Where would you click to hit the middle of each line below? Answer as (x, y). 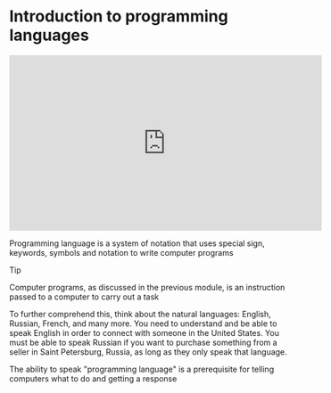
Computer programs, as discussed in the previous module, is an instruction (147, 287)
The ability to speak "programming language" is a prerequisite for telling (142, 369)
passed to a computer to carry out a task (84, 297)
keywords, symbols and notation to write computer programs (121, 252)
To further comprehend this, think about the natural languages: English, (140, 314)
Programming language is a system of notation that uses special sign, (137, 243)
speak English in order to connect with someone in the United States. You (144, 332)
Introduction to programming (119, 16)
